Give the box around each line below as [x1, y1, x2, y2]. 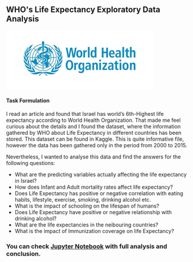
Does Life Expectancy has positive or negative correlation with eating [14, 190, 184, 197]
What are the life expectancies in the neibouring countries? [14, 221, 158, 228]
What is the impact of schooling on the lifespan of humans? [14, 202, 159, 209]
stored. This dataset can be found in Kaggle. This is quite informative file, [6, 135, 184, 143]
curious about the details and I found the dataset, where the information [6, 123, 181, 130]
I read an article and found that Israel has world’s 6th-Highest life [6, 111, 164, 118]
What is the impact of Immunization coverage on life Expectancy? [14, 228, 174, 235]
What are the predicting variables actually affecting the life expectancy [14, 171, 187, 178]
